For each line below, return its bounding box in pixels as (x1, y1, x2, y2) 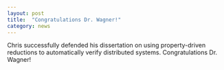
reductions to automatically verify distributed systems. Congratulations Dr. (7, 48, 218, 56)
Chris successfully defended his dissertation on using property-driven (7, 41, 206, 50)
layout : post (7, 10, 45, 17)
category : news (7, 22, 51, 29)
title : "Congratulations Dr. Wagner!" (7, 16, 122, 23)
